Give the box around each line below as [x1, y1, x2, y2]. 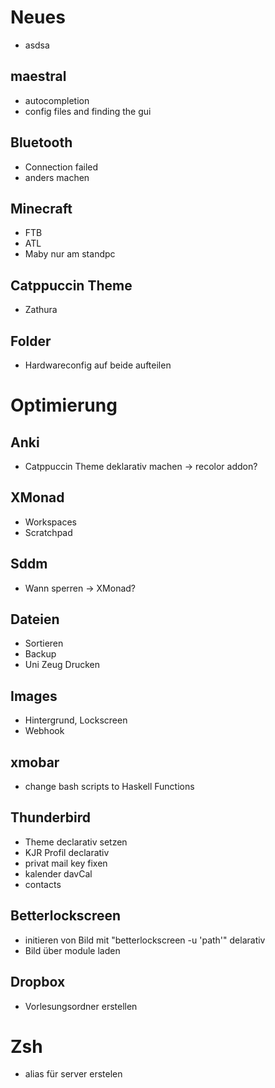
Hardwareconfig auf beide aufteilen [24, 359, 172, 371]
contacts [24, 878, 62, 890]
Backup [24, 648, 57, 660]
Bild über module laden [24, 944, 121, 956]
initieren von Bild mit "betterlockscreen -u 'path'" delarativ [24, 934, 266, 946]
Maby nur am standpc [24, 248, 116, 260]
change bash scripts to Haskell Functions [24, 781, 195, 793]
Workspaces [24, 516, 77, 528]
